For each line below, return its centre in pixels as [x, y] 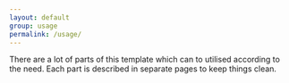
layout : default [39, 17]
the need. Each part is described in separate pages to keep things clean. [143, 69]
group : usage [34, 26]
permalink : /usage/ [46, 34]
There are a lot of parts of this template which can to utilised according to [144, 60]
